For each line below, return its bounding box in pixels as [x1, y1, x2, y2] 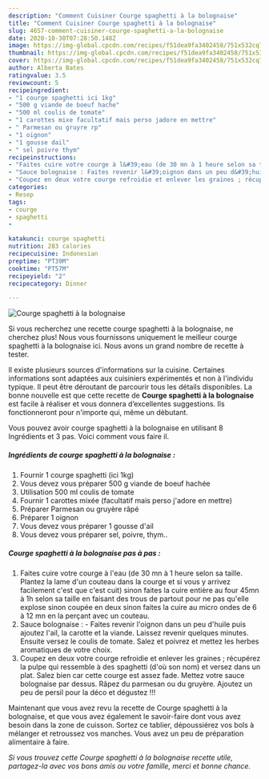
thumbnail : [8, 49, 45, 57]
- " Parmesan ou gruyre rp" [8, 123, 102, 131]
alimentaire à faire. [8, 737, 70, 747]
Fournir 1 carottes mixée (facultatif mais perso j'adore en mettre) [19, 496, 232, 506]
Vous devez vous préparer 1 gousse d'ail [19, 522, 154, 531]
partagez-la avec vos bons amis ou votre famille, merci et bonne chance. [8, 761, 251, 771]
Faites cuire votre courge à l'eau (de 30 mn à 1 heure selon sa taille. [19, 568, 243, 578]
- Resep [8, 190, 34, 199]
